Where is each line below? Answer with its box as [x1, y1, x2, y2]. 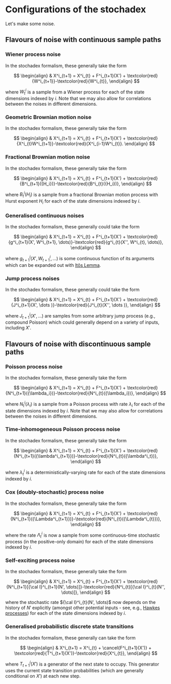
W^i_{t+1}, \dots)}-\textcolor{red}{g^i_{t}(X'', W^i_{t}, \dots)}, [36, 239, 163, 245]
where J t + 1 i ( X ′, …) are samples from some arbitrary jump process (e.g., [5, 311, 156, 320]
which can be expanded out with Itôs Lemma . [5, 262, 101, 268]
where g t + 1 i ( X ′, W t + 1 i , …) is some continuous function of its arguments [5, 255, 155, 263]
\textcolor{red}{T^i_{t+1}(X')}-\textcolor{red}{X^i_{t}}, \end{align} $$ [14, 650, 158, 656]
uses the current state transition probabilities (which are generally [5, 668, 144, 674]
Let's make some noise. [5, 21, 55, 27]
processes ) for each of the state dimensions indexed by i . [5, 610, 127, 616]
